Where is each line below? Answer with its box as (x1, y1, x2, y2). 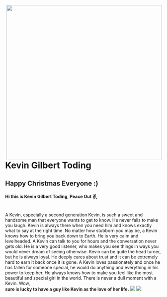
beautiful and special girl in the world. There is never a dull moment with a (5, 275, 157, 281)
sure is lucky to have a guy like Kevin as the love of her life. (5, 286, 129, 292)
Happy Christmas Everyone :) (5, 179, 98, 188)
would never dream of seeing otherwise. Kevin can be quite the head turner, (5, 248, 161, 254)
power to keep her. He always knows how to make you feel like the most (5, 270, 153, 276)
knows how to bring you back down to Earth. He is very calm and (5, 233, 139, 238)
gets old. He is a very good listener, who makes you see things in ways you (5, 243, 159, 249)
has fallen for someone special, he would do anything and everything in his (5, 264, 159, 270)
